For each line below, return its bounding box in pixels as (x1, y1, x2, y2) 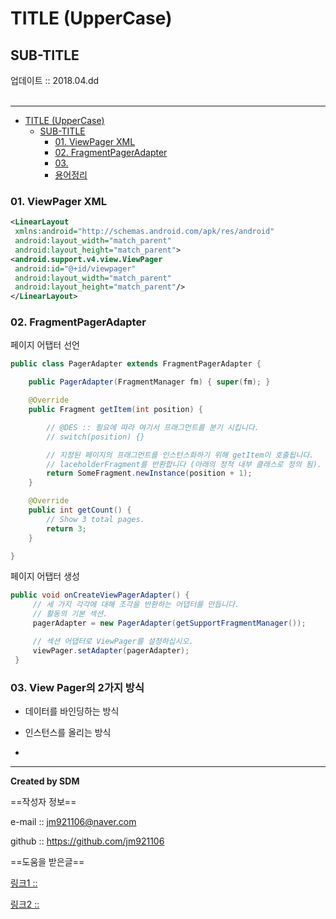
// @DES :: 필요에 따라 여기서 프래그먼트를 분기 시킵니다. (46, 422, 260, 432)
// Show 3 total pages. (46, 514, 145, 524)
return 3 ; (46, 523, 87, 534)
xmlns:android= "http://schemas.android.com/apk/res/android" (14, 227, 275, 237)
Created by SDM (10, 775, 80, 787)
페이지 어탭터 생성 (10, 570, 80, 582)
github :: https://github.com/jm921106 (10, 835, 165, 847)
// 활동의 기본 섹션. (32, 609, 108, 619)
